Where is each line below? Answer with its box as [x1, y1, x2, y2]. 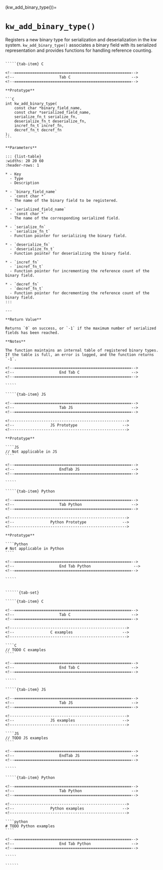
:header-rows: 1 [5, 163, 39, 168]
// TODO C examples [5, 647, 46, 652]
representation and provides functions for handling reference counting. [5, 47, 152, 53]
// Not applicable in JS [5, 449, 57, 454]
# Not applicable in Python [5, 546, 64, 551]
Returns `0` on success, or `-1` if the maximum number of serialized [5, 326, 156, 331]
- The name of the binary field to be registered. [10, 198, 118, 203]
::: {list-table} [5, 154, 42, 159]
